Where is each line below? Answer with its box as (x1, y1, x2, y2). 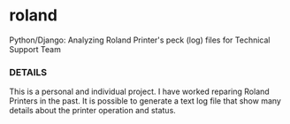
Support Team (9, 43, 62, 54)
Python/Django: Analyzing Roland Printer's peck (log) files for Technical (9, 35, 271, 45)
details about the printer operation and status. (9, 105, 177, 116)
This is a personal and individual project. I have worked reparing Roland (9, 86, 270, 97)
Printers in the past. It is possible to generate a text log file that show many (9, 96, 281, 106)
